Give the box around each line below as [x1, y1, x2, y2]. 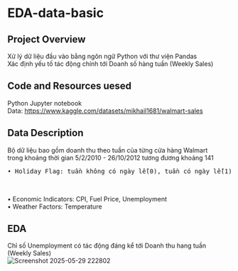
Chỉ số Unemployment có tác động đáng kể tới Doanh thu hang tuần [7, 241, 207, 250]
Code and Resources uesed [7, 80, 132, 92]
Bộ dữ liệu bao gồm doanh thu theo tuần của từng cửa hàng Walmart [7, 145, 208, 154]
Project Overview [7, 33, 86, 45]
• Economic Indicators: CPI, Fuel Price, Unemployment [7, 194, 168, 203]
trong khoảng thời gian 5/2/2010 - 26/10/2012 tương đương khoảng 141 [7, 153, 215, 162]
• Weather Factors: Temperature [7, 202, 102, 211]
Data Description [7, 127, 84, 139]
